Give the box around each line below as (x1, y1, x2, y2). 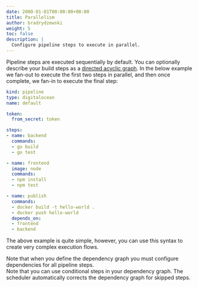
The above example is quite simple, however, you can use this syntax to (6, 237, 183, 245)
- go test (11, 149, 36, 155)
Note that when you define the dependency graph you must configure (6, 255, 179, 263)
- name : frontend (6, 160, 50, 166)
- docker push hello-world (11, 209, 79, 215)
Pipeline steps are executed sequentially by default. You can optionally (6, 58, 181, 66)
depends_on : (11, 215, 42, 221)
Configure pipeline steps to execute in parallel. (11, 42, 141, 48)
